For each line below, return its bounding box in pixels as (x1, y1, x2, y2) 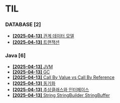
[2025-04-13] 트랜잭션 (12, 39, 60, 45)
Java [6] (5, 52, 26, 59)
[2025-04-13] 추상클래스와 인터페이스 (12, 86, 89, 92)
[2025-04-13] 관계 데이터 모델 (12, 33, 74, 39)
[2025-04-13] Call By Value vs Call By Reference (12, 74, 115, 80)
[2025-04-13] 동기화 (12, 80, 56, 86)
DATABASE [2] (5, 21, 41, 28)
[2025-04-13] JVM (12, 63, 53, 69)
